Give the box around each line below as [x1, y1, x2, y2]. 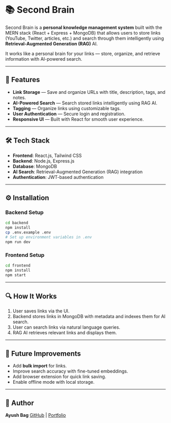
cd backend [5, 220, 28, 226]
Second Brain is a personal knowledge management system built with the [5, 24, 162, 31]
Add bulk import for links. [12, 363, 67, 369]
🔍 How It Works [5, 292, 57, 301]
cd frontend [5, 263, 31, 268]
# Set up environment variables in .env [5, 234, 93, 240]
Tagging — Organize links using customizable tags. [12, 105, 121, 111]
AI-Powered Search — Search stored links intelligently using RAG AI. [12, 100, 158, 106]
